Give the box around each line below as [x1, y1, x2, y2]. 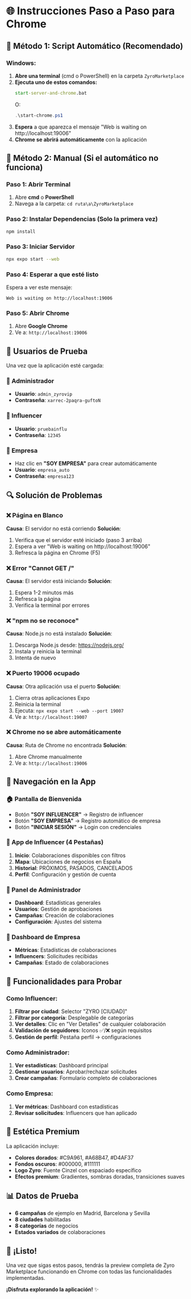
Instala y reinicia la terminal [14, 648, 82, 655]
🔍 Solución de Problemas [6, 490, 103, 501]
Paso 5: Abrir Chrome [6, 309, 69, 317]
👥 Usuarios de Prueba [6, 346, 88, 356]
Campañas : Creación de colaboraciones [14, 912, 114, 919]
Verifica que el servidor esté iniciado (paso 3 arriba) [14, 536, 142, 543]
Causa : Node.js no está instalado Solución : [6, 630, 113, 637]
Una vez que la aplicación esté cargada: [6, 362, 104, 369]
